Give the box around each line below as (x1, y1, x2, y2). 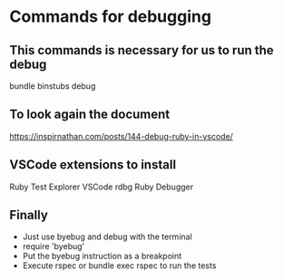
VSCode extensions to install (9, 157, 177, 173)
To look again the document (9, 107, 171, 122)
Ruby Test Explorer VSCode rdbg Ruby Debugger (9, 181, 193, 192)
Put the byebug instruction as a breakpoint (22, 251, 182, 262)
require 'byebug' (22, 241, 85, 252)
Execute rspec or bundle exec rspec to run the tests (22, 260, 217, 271)
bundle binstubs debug (9, 81, 96, 92)
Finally (9, 208, 48, 223)
